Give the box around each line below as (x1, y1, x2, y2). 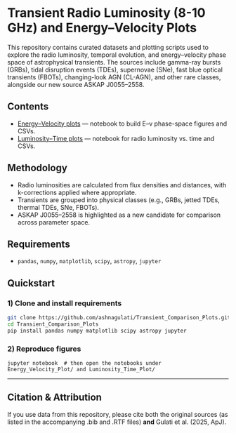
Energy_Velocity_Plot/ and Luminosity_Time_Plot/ (7, 366, 156, 373)
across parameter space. (17, 218, 90, 226)
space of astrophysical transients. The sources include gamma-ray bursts (7, 58, 221, 66)
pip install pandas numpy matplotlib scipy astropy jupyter (7, 327, 188, 334)
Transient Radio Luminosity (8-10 (7, 5, 206, 21)
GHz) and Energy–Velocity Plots (7, 20, 197, 36)
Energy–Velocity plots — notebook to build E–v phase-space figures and (17, 119, 227, 128)
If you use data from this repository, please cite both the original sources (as (7, 410, 228, 418)
